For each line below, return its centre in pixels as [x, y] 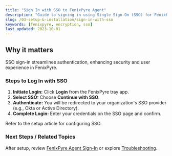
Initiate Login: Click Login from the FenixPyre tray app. [71, 92]
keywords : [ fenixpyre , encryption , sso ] [49, 24]
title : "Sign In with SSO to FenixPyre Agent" [56, 10]
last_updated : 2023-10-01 [33, 29]
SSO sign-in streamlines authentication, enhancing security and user [78, 62]
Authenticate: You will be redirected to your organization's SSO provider [90, 103]
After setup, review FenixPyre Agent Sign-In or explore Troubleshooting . [81, 148]
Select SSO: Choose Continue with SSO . [56, 97]
